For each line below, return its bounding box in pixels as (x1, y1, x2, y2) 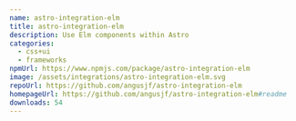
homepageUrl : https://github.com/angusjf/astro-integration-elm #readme (9, 89, 287, 98)
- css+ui (17, 47, 51, 56)
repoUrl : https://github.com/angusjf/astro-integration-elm (9, 81, 243, 90)
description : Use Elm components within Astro (9, 30, 189, 39)
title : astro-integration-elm (9, 22, 125, 31)
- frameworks (17, 55, 67, 65)
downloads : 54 (9, 97, 64, 107)
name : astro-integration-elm (9, 13, 120, 23)
